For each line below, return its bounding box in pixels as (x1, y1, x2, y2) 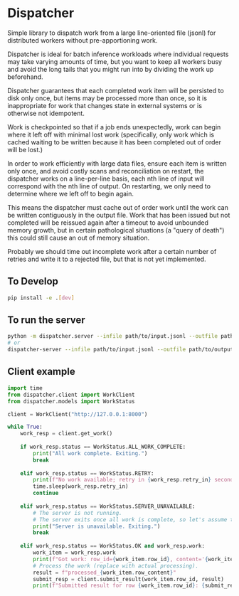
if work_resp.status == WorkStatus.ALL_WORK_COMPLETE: (20, 443, 186, 450)
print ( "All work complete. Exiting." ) (33, 449, 148, 457)
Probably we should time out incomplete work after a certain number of (7, 247, 217, 255)
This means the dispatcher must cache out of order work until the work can (7, 203, 229, 211)
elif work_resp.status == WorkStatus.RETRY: (20, 469, 154, 477)
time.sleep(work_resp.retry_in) (33, 483, 129, 490)
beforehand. (7, 73, 44, 81)
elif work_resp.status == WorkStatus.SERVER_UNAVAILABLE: (20, 503, 196, 510)
